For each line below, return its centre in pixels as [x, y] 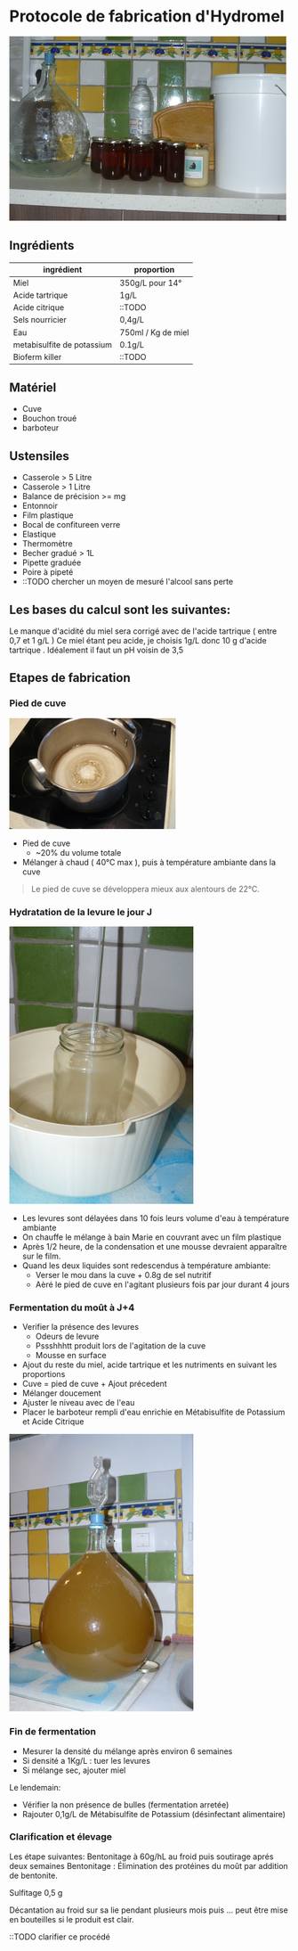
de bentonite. [33, 1875]
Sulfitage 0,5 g [36, 1892]
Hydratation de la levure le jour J [81, 912]
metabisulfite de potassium [63, 344]
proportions [44, 1374]
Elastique [39, 534]
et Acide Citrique [53, 1422]
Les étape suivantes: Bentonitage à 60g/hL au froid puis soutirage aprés [141, 1857]
